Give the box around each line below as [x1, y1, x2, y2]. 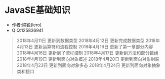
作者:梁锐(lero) [11, 22, 42, 28]
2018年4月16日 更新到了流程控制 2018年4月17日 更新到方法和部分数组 [16, 50, 159, 56]
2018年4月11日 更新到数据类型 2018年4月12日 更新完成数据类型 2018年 [16, 38, 160, 43]
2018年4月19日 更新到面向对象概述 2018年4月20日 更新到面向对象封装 [16, 56, 160, 62]
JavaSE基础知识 [4, 4, 71, 16]
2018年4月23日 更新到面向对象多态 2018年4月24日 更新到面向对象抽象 [16, 62, 161, 68]
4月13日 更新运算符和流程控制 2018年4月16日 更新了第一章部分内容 [16, 43, 154, 49]
